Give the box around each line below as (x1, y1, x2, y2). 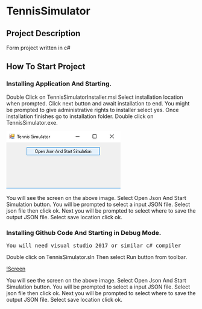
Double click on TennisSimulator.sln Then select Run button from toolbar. (6, 253, 188, 260)
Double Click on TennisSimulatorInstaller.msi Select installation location (6, 93, 183, 101)
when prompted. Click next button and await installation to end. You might (6, 99, 190, 107)
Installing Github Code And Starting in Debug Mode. (6, 228, 162, 237)
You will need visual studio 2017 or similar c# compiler (6, 242, 181, 249)
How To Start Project (6, 61, 86, 72)
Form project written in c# (6, 44, 71, 51)
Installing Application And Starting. (6, 80, 112, 88)
